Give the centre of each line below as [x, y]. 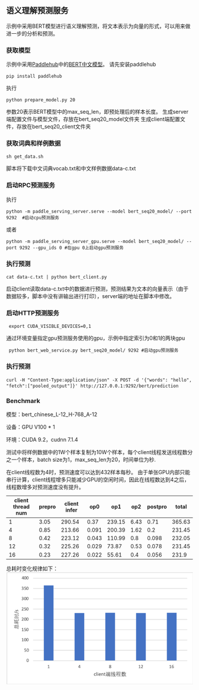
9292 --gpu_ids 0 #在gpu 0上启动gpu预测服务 [72, 248]
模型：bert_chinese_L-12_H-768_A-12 [52, 414]
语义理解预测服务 [37, 11]
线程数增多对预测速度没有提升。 [45, 487]
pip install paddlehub [34, 76]
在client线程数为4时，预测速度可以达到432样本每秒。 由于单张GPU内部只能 [98, 472]
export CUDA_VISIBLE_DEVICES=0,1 [50, 327]
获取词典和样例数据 [33, 143]
